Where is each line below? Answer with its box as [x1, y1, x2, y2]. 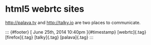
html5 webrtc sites [5, 3, 85, 15]
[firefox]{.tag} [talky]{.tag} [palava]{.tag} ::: [5, 34, 94, 40]
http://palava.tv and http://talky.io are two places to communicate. [5, 20, 141, 25]
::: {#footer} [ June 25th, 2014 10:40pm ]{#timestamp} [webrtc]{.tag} [5, 29, 147, 35]
